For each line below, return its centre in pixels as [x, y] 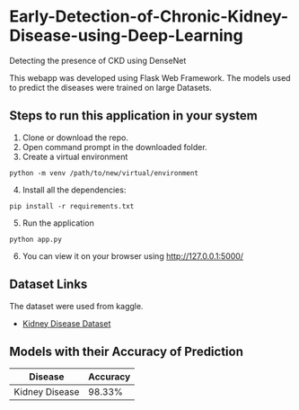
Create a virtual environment [75, 156]
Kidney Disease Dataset [66, 323]
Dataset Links [48, 285]
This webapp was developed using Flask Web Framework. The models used [150, 77]
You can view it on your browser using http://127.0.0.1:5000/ [133, 256]
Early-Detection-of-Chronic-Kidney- [149, 17]
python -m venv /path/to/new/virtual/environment [104, 173]
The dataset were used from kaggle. [76, 306]
